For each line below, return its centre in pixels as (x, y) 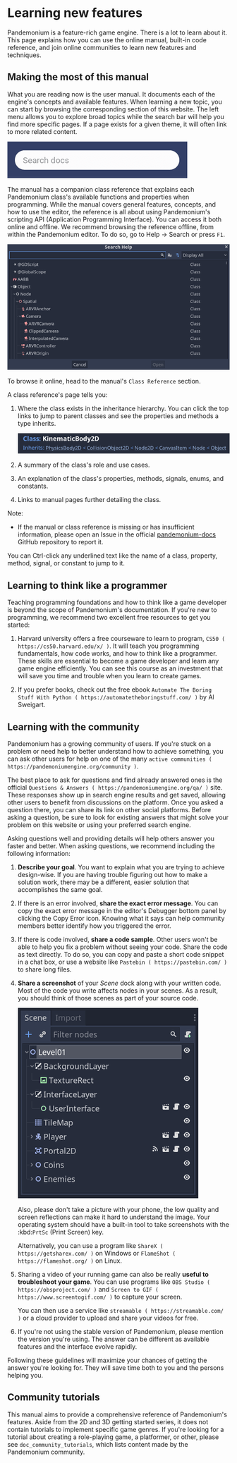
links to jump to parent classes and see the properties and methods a (118, 416)
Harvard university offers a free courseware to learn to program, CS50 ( (121, 639)
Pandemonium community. (46, 1452)
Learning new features (75, 13)
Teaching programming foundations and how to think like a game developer (117, 602)
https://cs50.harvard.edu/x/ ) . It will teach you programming (108, 646)
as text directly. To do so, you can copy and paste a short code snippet (121, 954)
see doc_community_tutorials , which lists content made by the (98, 1444)
